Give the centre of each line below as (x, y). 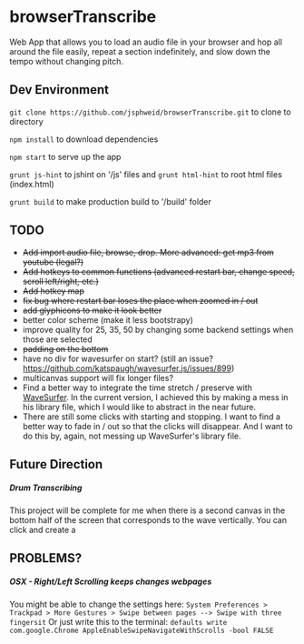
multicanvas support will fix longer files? (98, 377)
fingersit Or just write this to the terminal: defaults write (118, 622)
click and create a (43, 529)
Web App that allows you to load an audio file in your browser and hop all (146, 42)
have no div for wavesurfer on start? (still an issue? (118, 358)
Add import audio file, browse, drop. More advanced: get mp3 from (148, 252)
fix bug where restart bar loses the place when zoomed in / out (140, 300)
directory (26, 121)
